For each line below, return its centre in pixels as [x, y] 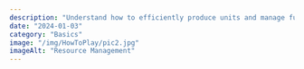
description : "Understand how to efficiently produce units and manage [147, 17]
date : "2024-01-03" [46, 26]
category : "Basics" [46, 34]
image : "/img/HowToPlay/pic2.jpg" [75, 43]
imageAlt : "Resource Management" [72, 51]
